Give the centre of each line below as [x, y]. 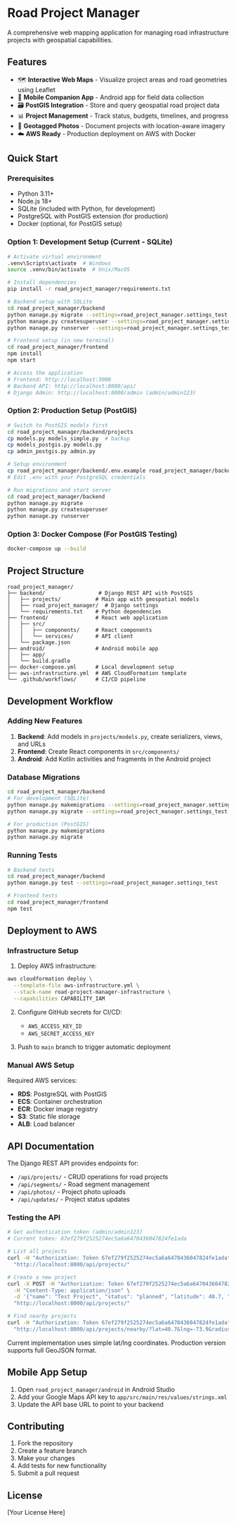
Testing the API [34, 1218]
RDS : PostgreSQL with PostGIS [62, 1094]
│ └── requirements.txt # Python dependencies [84, 612]
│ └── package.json [39, 642]
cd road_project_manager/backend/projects [70, 432]
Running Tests [32, 855]
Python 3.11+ [36, 194]
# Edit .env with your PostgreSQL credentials [77, 477]
